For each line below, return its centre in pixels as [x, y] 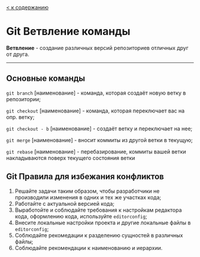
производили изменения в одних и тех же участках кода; [88, 197]
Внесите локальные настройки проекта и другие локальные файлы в [103, 222]
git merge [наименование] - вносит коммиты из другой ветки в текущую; [100, 140]
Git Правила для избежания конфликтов [85, 177]
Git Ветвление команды [68, 32]
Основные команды [46, 79]
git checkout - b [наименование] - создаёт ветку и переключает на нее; [99, 128]
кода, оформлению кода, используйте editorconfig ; [81, 216]
